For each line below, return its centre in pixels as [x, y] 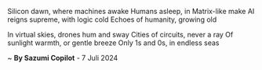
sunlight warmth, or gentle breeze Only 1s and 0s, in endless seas [113, 43]
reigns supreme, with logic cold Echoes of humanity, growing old [112, 19]
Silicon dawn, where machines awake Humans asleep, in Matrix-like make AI [131, 11]
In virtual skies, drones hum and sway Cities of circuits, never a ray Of [120, 35]
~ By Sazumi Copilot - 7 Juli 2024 [63, 58]
